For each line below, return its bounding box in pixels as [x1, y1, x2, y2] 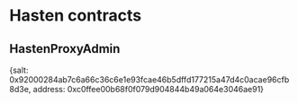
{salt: [9, 64, 29, 75]
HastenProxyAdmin [9, 41, 121, 56]
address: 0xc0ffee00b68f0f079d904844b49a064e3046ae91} [32, 84, 264, 94]
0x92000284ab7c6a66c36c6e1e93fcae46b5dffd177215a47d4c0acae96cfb [9, 74, 290, 85]
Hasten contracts [9, 5, 142, 26]
